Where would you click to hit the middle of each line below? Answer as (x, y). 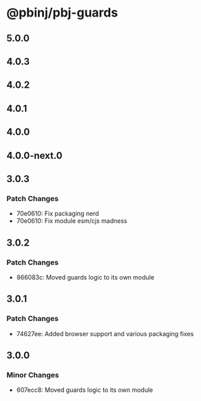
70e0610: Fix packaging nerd (57, 214)
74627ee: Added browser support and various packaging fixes (105, 333)
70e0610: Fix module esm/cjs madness (72, 221)
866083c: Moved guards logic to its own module (85, 277)
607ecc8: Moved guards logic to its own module (85, 390)
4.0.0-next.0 (34, 156)
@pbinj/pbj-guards (62, 13)
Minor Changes (33, 375)
